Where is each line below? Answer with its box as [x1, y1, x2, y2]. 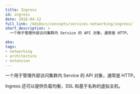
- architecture [5, 53, 37, 58]
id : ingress [5, 12, 30, 17]
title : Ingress [5, 7, 37, 12]
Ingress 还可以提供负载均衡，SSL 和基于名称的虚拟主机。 [5, 83, 123, 89]
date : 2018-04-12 [5, 16, 41, 21]
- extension [5, 58, 30, 63]
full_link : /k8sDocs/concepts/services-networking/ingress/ [5, 21, 133, 26]
